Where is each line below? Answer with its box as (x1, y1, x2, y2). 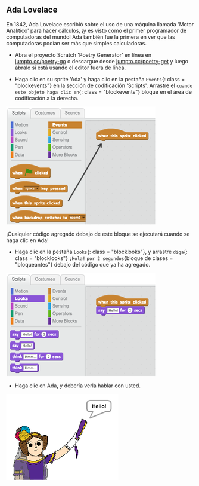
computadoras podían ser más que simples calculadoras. (6, 39, 147, 47)
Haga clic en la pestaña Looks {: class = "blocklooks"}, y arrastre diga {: (14, 248, 188, 255)
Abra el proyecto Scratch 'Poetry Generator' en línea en (14, 51, 152, 59)
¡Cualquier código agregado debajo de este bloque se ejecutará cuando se (6, 230, 190, 237)
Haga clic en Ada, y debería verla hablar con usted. (14, 382, 141, 389)
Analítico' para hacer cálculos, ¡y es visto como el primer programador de (6, 27, 186, 34)
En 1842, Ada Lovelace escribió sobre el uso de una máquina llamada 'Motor (6, 20, 194, 27)
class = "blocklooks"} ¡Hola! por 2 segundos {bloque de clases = (14, 254, 173, 262)
